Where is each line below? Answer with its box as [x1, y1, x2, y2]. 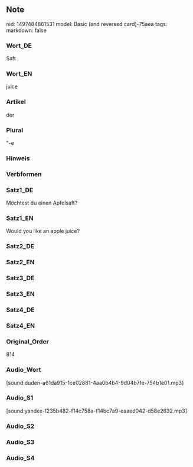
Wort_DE [6, 41, 32, 50]
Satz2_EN [6, 258, 35, 267]
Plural [6, 126, 24, 134]
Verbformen [6, 170, 42, 178]
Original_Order [6, 337, 49, 345]
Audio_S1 [6, 394, 34, 402]
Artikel [6, 98, 26, 106]
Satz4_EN [6, 322, 35, 330]
